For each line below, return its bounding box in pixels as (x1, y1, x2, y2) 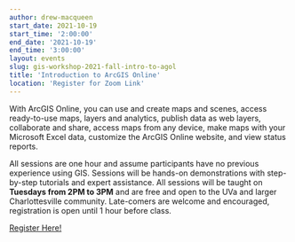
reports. (9, 141, 38, 152)
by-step (9, 176, 38, 187)
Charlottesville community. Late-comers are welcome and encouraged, (9, 196, 270, 207)
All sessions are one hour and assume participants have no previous (9, 158, 259, 168)
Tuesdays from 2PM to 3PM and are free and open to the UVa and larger (9, 186, 277, 197)
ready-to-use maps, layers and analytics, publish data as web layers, (9, 113, 261, 123)
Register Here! (9, 222, 62, 233)
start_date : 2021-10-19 (9, 21, 98, 30)
